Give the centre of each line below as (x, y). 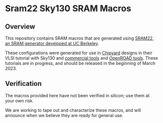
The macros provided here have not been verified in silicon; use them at (77, 95)
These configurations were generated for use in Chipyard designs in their (79, 53)
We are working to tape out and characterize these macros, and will (73, 110)
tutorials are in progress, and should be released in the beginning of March (80, 63)
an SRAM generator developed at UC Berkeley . (52, 43)
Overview (20, 27)
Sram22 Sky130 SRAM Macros (68, 9)
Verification (23, 84)
